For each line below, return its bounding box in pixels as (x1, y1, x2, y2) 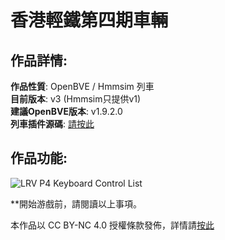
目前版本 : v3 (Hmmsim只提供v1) (10, 93, 142, 105)
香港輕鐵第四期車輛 (10, 9, 169, 32)
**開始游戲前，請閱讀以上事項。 (10, 197, 143, 210)
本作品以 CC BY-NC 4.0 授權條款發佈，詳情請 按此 (10, 219, 215, 231)
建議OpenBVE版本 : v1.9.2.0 (10, 106, 123, 117)
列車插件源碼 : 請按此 (10, 118, 95, 130)
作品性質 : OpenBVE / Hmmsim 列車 (10, 81, 155, 92)
